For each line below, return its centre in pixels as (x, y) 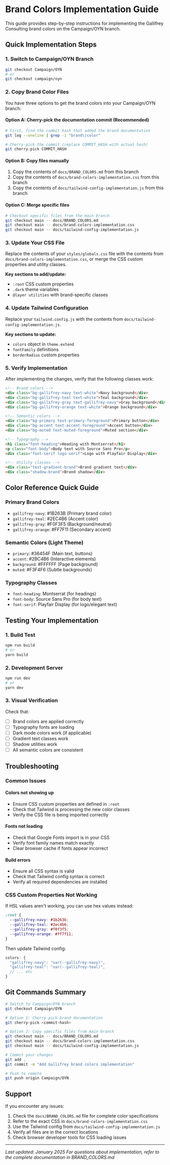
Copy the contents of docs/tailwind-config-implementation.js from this (88, 188)
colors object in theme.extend (43, 344)
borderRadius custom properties (46, 355)
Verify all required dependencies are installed (60, 882)
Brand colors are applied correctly (48, 721)
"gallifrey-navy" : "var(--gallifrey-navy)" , (57, 963)
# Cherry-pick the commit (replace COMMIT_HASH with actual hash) (77, 144)
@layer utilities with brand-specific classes (60, 295)
